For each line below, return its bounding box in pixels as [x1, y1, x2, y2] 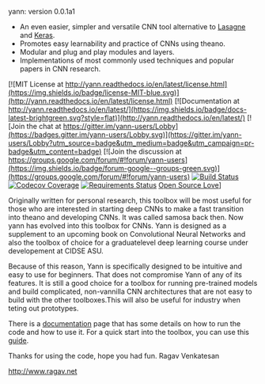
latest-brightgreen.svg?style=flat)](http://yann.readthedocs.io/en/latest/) [8, 113, 246, 122]
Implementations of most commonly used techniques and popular [19, 55, 235, 65]
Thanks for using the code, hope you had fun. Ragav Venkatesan [8, 352, 220, 360]
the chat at [26, 122, 62, 131]
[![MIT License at [8, 79, 64, 89]
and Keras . [19, 31, 55, 40]
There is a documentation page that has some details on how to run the [8, 319, 241, 328]
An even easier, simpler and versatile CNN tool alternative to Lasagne [19, 22, 246, 31]
